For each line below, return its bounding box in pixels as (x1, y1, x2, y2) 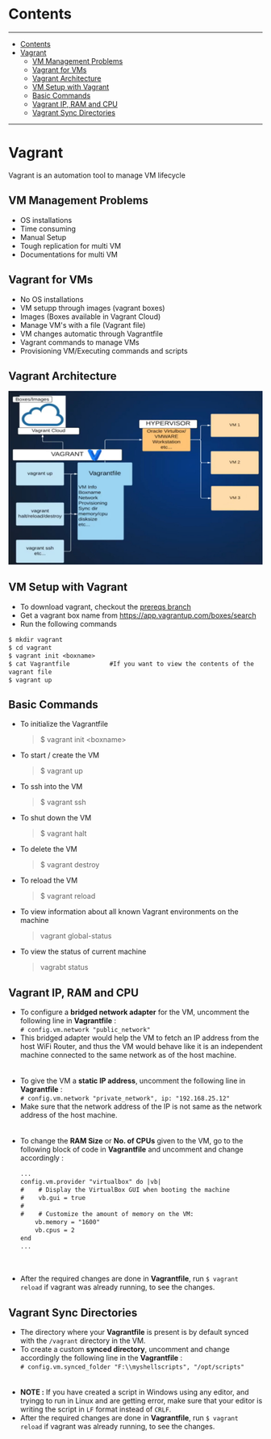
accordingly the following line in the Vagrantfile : (19, 1353, 183, 1363)
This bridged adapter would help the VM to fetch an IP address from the (19, 1033, 260, 1043)
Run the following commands (19, 619, 117, 628)
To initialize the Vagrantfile (19, 719, 109, 729)
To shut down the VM (19, 813, 92, 823)
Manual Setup (19, 232, 67, 242)
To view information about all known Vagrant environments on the (19, 907, 240, 917)
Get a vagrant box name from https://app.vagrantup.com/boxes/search (19, 610, 256, 620)
